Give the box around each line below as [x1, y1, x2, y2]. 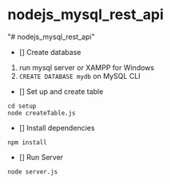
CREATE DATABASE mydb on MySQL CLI [18, 71, 141, 80]
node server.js [7, 167, 58, 176]
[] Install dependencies [18, 123, 95, 132]
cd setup [7, 102, 37, 110]
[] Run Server [18, 152, 64, 162]
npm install [7, 138, 47, 147]
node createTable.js [7, 109, 77, 117]
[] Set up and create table [18, 86, 104, 96]
